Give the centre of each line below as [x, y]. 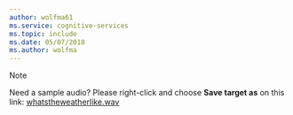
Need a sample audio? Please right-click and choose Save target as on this [147, 93]
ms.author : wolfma [43, 50]
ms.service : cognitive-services [69, 26]
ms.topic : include [43, 34]
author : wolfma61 [41, 17]
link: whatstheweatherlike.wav [64, 102]
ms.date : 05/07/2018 [48, 42]
